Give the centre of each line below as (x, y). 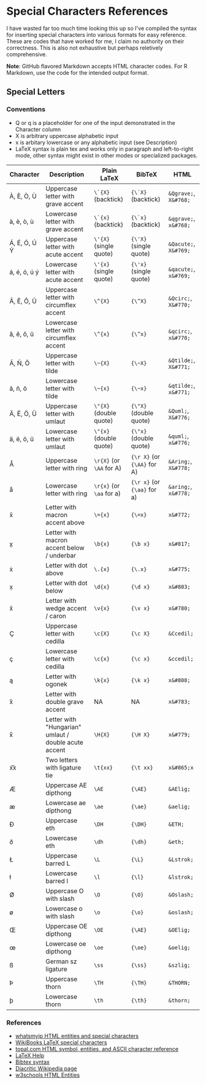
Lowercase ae (66, 803)
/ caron (56, 616)
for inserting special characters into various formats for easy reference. (97, 34)
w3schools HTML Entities (48, 1075)
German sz (61, 961)
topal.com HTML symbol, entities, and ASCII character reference (97, 1048)
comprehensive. (27, 54)
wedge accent (66, 608)
